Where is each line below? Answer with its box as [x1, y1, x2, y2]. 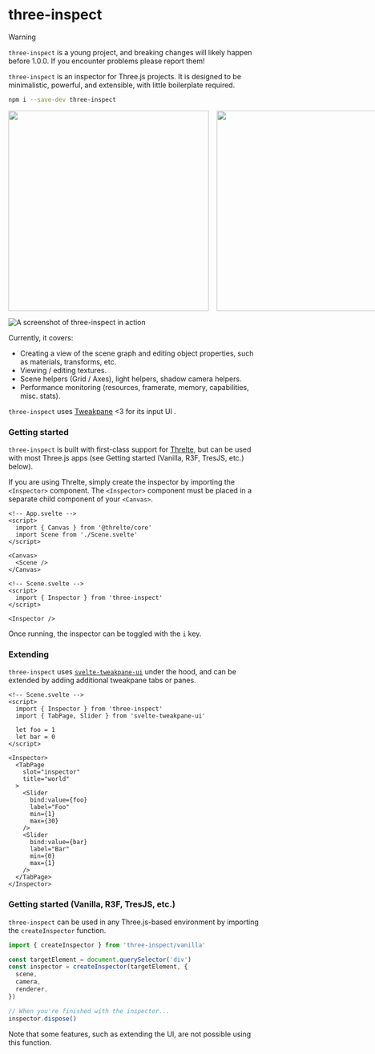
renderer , [15, 985, 48, 994]
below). [8, 462, 34, 472]
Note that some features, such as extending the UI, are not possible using [8, 1029, 252, 1039]
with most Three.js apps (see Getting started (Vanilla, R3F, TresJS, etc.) [8, 453, 244, 463]
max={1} [29, 859, 56, 867]
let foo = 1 [15, 726, 56, 734]
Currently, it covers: [8, 332, 74, 342]
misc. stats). [19, 391, 61, 400]
